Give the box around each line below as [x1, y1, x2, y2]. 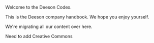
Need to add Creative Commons [5, 33, 73, 39]
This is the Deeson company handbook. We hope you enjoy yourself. [5, 14, 149, 19]
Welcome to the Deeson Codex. [5, 4, 72, 10]
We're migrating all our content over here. [5, 23, 93, 29]
